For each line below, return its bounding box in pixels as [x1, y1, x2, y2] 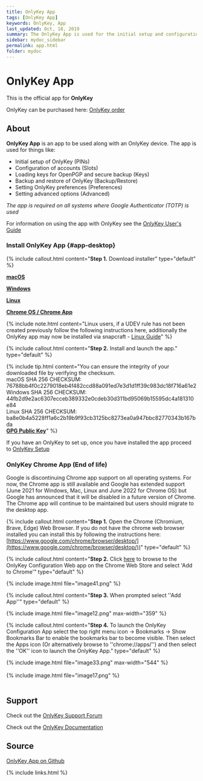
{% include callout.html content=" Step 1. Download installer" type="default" [6, 255, 196, 262]
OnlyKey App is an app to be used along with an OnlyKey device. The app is [6, 140, 196, 147]
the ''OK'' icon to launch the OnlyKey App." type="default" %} [6, 647, 161, 655]
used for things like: [6, 146, 56, 153]
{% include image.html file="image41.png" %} [6, 580, 121, 587]
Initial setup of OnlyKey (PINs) [14, 158, 90, 165]
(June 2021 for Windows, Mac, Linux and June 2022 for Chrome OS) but [6, 487, 187, 494]
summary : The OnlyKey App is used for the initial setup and [6, 31, 164, 38]
